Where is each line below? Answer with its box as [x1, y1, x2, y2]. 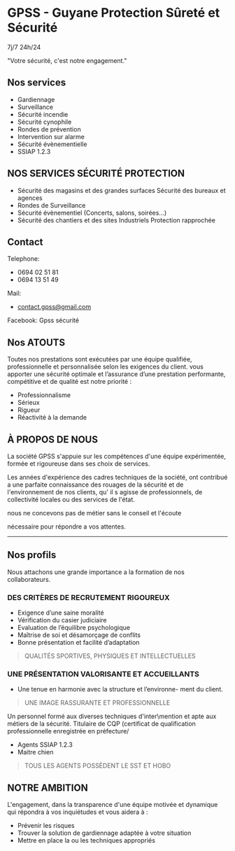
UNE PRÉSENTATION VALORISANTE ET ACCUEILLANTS [7, 669, 199, 679]
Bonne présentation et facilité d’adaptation [17, 638, 140, 647]
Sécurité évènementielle [17, 140, 87, 148]
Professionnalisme [17, 391, 71, 399]
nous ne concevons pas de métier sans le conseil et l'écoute [7, 509, 182, 517]
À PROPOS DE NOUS [7, 434, 98, 445]
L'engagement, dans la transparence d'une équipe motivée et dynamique [7, 801, 218, 809]
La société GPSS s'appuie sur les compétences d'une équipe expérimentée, [7, 452, 226, 460]
